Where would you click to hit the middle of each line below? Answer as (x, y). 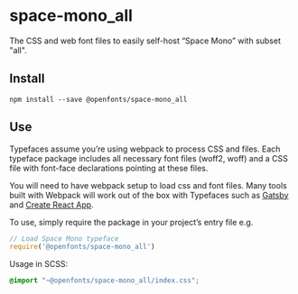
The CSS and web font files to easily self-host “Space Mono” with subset (145, 41)
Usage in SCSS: (39, 264)
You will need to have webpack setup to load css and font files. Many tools (148, 185)
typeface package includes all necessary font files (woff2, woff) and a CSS (149, 158)
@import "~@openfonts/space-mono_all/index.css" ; (105, 280)
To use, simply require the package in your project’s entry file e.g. (131, 222)
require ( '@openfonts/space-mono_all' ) (82, 247)
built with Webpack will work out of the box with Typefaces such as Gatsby (149, 195)
